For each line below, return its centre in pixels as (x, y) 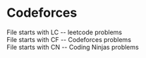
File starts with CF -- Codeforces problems (69, 39)
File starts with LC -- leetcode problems (65, 32)
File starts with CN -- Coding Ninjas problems (73, 47)
